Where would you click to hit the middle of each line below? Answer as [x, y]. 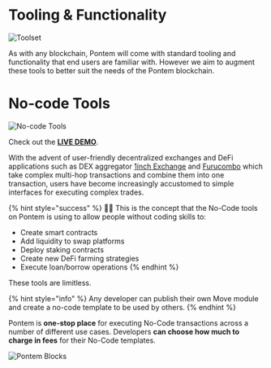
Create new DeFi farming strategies [80, 258]
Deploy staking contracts [62, 249]
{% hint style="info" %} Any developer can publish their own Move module [133, 298]
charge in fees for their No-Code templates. [82, 340]
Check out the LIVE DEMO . [54, 142]
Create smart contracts [59, 232]
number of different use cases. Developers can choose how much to [124, 331]
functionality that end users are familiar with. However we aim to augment [132, 62]
